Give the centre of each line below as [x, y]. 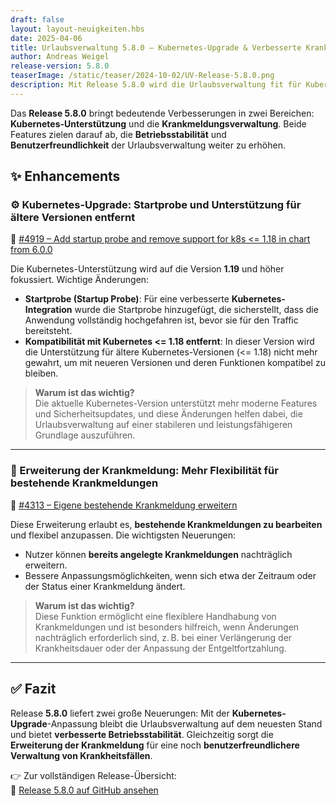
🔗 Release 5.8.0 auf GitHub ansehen [84, 790]
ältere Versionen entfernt [73, 218]
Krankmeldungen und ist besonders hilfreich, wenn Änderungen [167, 627]
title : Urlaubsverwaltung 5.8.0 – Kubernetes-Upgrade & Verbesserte [156, 47]
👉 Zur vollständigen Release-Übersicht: [93, 775]
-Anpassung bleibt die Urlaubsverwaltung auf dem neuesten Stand [184, 723]
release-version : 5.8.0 [60, 66]
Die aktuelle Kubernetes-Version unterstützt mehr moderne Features [176, 403]
